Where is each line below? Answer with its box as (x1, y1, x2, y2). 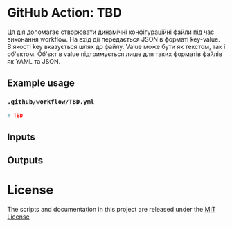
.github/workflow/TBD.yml (7, 98, 95, 106)
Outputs (7, 154, 44, 167)
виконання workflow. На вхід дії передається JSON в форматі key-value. (7, 35, 220, 43)
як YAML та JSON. (7, 57, 61, 65)
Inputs (7, 131, 36, 143)
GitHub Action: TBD (7, 5, 123, 21)
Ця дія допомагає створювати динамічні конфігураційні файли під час (7, 28, 215, 36)
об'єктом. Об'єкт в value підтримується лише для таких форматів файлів (7, 50, 223, 58)
